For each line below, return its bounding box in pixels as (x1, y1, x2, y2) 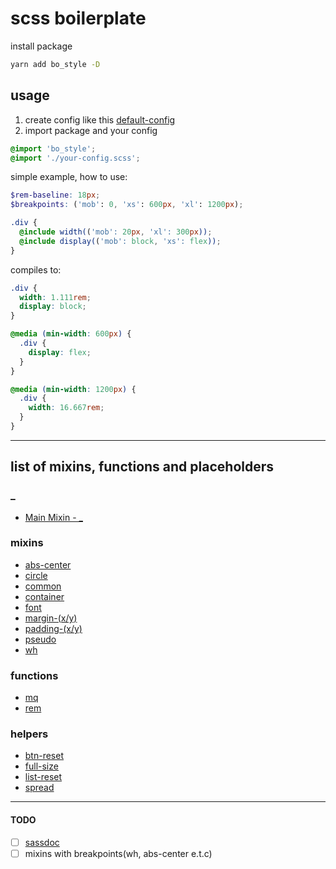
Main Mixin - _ (24, 511, 83, 523)
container (24, 590, 65, 602)
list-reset (24, 771, 63, 783)
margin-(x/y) (24, 612, 78, 624)
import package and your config (24, 124, 158, 136)
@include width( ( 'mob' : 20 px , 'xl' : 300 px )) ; (19, 227, 213, 237)
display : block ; (19, 302, 87, 312)
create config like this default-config (24, 113, 176, 126)
